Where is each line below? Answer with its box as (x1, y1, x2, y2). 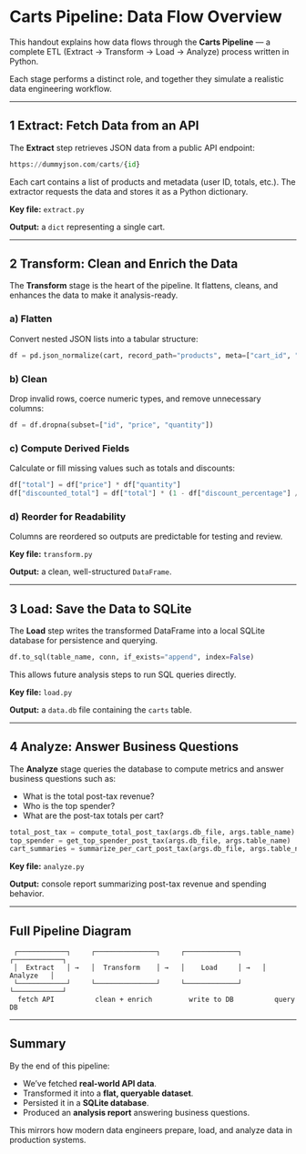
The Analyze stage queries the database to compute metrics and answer (9, 763, 284, 774)
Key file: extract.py (9, 203, 85, 215)
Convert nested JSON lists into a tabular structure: (9, 333, 199, 344)
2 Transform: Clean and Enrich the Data (9, 257, 239, 272)
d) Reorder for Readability (9, 510, 127, 522)
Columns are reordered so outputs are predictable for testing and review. (9, 531, 283, 542)
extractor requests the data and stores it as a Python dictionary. (9, 186, 249, 197)
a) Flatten (9, 312, 53, 325)
